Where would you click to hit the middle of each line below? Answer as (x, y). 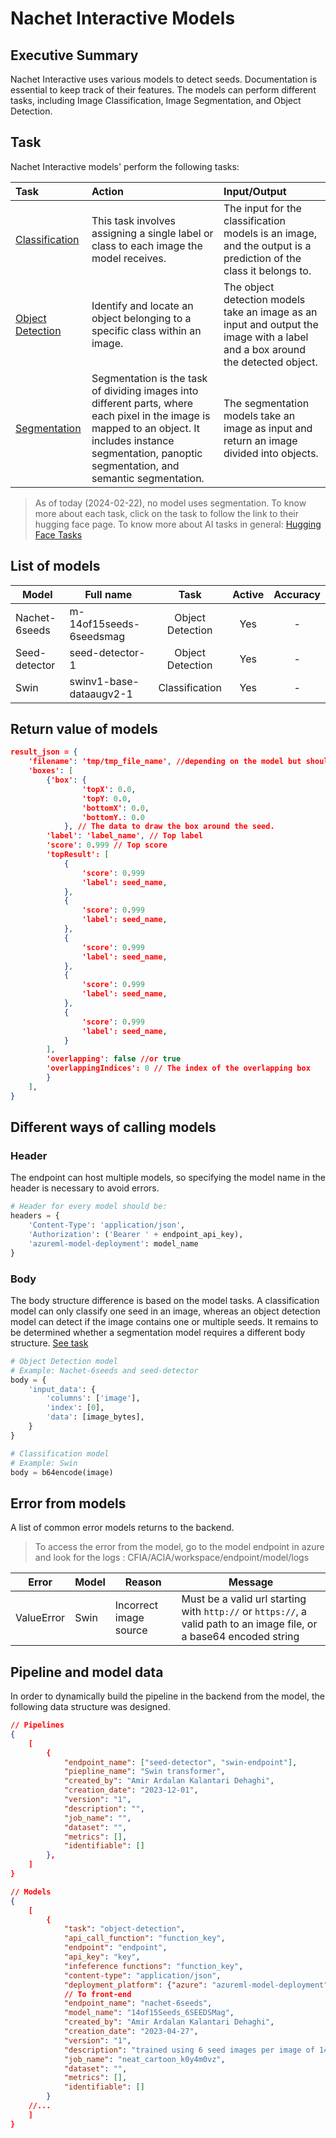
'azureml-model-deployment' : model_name (113, 1243)
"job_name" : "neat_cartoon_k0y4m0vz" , (144, 2059)
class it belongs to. (267, 270)
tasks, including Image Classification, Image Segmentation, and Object (156, 100)
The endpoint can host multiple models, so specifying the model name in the (168, 1178)
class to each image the (147, 245)
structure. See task (49, 1343)
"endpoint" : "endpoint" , (115, 1948)
